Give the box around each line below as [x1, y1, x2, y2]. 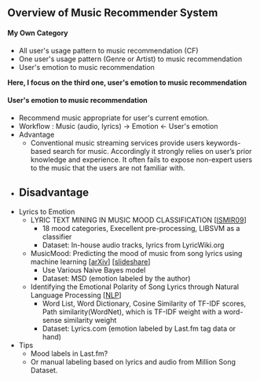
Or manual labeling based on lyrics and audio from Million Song [30, 357, 236, 366]
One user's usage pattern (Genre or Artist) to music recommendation [18, 54, 243, 64]
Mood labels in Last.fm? [30, 349, 108, 358]
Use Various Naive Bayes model [42, 265, 146, 274]
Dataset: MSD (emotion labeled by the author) [42, 273, 191, 283]
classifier [42, 232, 72, 241]
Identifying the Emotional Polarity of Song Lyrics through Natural [30, 282, 240, 291]
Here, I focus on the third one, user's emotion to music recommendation [7, 78, 247, 87]
